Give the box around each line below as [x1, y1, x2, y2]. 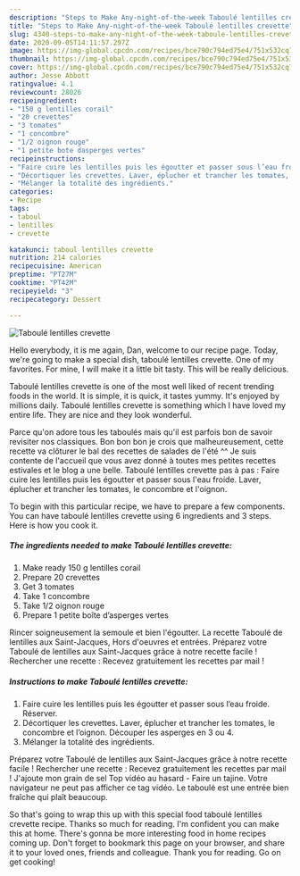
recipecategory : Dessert [9, 295, 102, 304]
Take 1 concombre [21, 591, 90, 602]
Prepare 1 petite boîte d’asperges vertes [21, 610, 170, 621]
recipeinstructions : [9, 154, 87, 163]
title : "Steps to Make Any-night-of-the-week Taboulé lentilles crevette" [9, 21, 294, 30]
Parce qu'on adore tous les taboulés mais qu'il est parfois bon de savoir [9, 426, 273, 438]
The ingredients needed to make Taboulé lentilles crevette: [9, 540, 232, 551]
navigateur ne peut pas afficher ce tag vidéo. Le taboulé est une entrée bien [9, 782, 289, 793]
